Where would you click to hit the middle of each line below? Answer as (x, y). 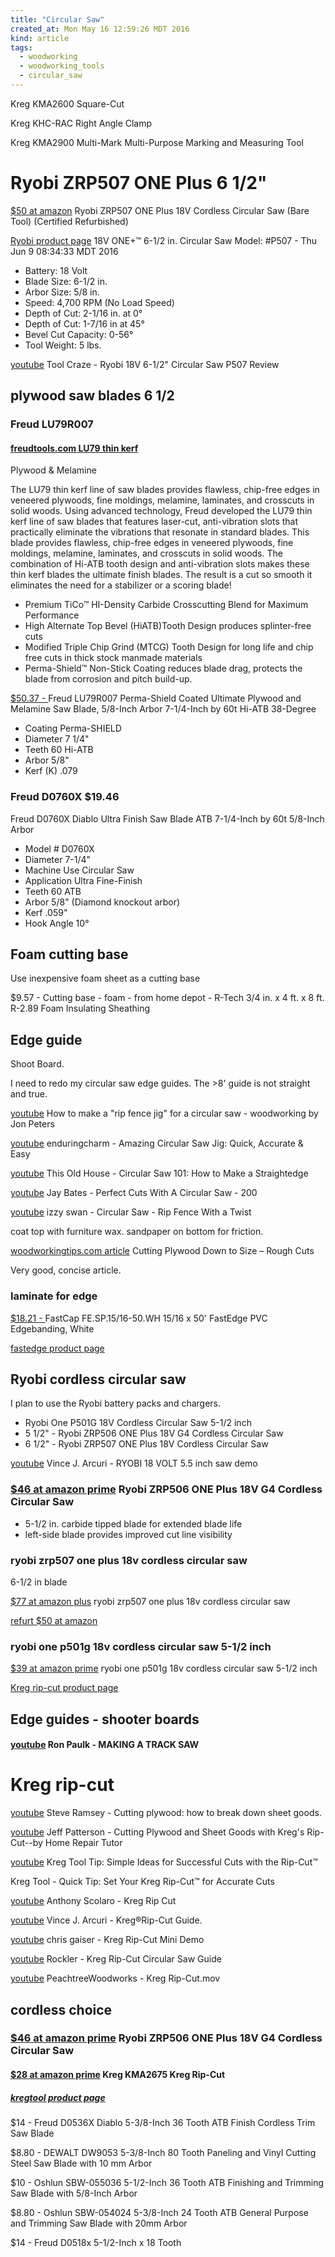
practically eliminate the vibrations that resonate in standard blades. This (160, 532)
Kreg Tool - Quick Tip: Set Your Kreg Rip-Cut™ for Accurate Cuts (142, 1882)
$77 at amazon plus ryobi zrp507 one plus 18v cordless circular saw (150, 1601)
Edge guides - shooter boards (105, 1719)
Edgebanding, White (52, 1328)
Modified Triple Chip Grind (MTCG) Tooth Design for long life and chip (169, 647)
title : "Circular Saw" (57, 19)
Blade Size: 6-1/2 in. (66, 281)
